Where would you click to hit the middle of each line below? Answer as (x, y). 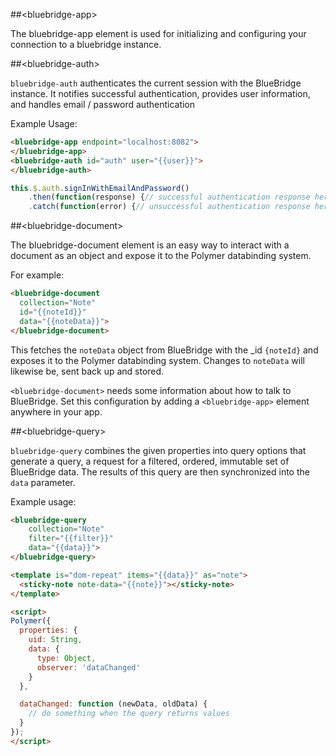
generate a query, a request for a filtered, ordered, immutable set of (150, 461)
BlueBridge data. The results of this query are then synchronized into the (160, 471)
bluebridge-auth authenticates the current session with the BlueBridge (156, 83)
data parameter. (43, 482)
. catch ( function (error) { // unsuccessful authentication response (169, 207)
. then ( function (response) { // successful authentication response (169, 197)
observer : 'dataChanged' (88, 667)
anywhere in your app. (56, 411)
